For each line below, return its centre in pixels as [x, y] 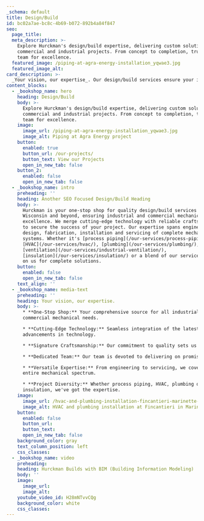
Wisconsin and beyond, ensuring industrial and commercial [98, 216]
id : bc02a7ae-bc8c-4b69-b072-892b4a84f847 [61, 23]
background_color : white [49, 503]
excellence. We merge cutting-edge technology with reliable [101, 222]
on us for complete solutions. [62, 261]
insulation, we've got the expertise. [71, 390]
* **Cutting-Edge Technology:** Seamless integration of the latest [111, 329]
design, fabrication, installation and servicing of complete [103, 233]
